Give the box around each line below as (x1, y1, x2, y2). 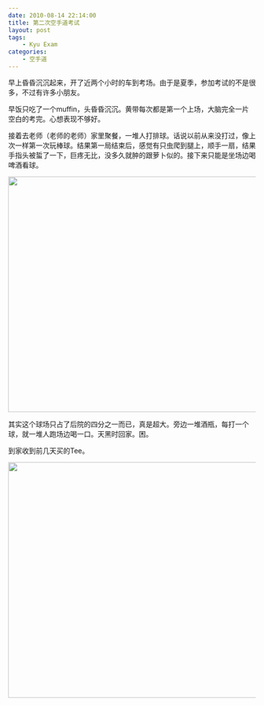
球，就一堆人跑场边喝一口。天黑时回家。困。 (8, 429, 153, 438)
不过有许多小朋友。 (21, 87, 84, 97)
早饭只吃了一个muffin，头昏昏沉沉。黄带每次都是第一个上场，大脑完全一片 (8, 104, 250, 114)
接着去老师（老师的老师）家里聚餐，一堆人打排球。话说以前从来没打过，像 (8, 130, 249, 140)
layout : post (8, 26, 51, 34)
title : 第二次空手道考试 (8, 19, 80, 27)
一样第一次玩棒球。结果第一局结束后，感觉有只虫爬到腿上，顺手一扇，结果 (14, 141, 256, 150)
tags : (8, 33, 26, 42)
